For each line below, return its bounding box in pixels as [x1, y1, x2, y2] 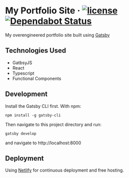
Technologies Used [5, 46, 66, 55]
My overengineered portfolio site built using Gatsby [5, 32, 110, 38]
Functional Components [12, 75, 62, 82]
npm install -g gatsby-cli [5, 112, 61, 118]
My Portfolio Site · [5, 5, 80, 16]
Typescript [12, 70, 35, 76]
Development [5, 90, 48, 98]
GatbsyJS [12, 60, 32, 66]
